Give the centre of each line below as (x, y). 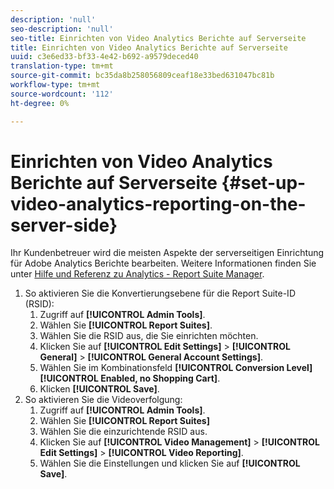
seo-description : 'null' (62, 29)
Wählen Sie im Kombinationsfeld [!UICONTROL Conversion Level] (176, 368)
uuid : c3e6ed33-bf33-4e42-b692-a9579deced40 (104, 57)
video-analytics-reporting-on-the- (158, 203)
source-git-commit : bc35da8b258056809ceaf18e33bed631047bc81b (142, 76)
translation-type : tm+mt (62, 66)
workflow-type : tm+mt (55, 85)
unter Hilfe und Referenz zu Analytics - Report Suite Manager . (137, 274)
